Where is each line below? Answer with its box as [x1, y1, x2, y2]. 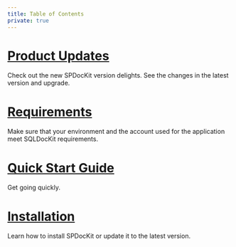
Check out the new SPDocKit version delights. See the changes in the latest [7, 71, 229, 80]
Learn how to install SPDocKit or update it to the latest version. [7, 232, 191, 241]
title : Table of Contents [7, 10, 84, 18]
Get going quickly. [7, 183, 60, 192]
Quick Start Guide [7, 159, 115, 176]
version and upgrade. [7, 79, 70, 88]
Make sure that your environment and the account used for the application [7, 127, 225, 136]
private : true [7, 17, 50, 24]
